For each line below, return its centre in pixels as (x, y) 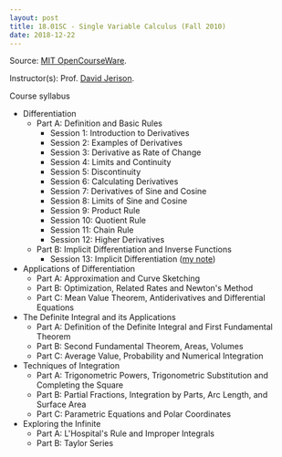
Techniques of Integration (71, 366)
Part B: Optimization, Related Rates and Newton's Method (145, 288)
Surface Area (61, 405)
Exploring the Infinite (62, 424)
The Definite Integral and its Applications (99, 317)
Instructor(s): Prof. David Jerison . (72, 78)
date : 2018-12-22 (42, 35)
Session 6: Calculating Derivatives (114, 182)
